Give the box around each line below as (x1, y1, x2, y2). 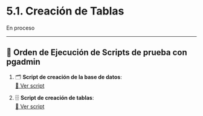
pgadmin (6, 57, 40, 67)
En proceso (6, 24, 35, 31)
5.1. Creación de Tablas (6, 4, 124, 18)
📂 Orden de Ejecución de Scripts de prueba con (6, 47, 187, 58)
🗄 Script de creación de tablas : (14, 94, 94, 101)
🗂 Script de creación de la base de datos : (14, 73, 122, 80)
